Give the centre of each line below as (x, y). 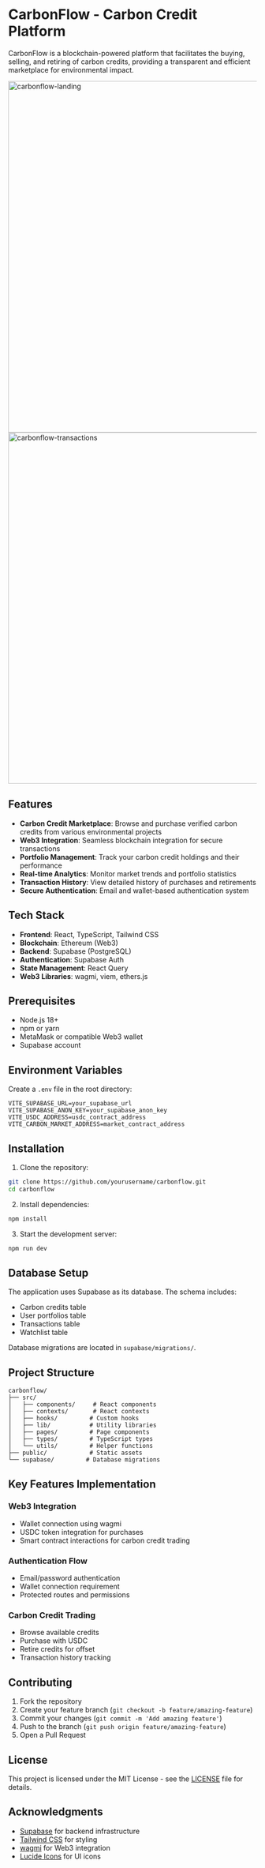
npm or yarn (39, 1029)
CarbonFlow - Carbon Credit (103, 15)
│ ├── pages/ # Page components (79, 1432)
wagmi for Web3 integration (65, 1847)
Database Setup (49, 1273)
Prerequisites (42, 1001)
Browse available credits (60, 1633)
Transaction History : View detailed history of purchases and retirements (138, 882)
